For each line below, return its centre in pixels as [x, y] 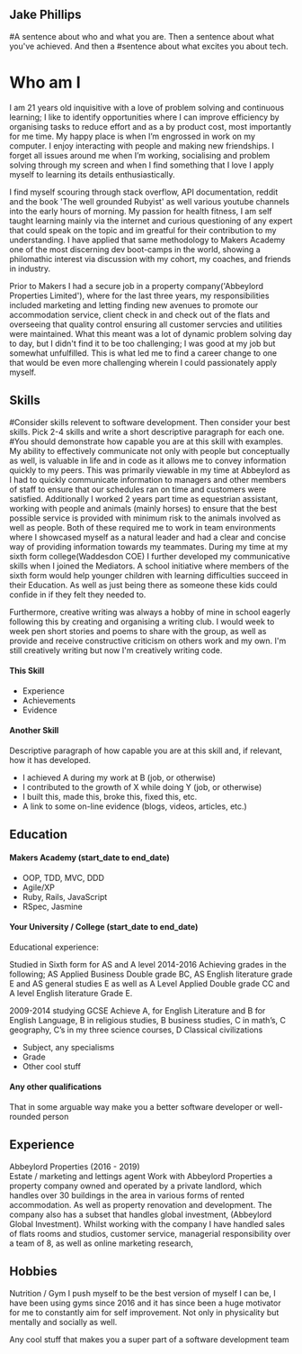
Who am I [45, 82]
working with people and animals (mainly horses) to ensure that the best [143, 508]
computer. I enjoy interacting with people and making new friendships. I [142, 145]
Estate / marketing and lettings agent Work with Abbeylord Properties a [141, 1176]
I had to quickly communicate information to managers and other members [148, 479]
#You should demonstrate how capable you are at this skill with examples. [147, 441]
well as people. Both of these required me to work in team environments [142, 527]
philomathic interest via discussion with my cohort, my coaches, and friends [150, 259]
